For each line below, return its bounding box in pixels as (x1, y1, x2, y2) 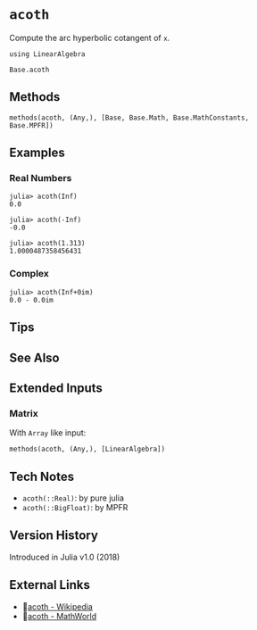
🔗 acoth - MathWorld (21, 610, 96, 621)
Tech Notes (9, 468, 74, 484)
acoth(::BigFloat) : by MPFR (21, 502, 128, 513)
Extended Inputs (9, 380, 103, 395)
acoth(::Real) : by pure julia (21, 493, 125, 503)
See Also (9, 350, 60, 365)
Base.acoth (9, 65, 50, 74)
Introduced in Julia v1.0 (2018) (9, 551, 120, 562)
